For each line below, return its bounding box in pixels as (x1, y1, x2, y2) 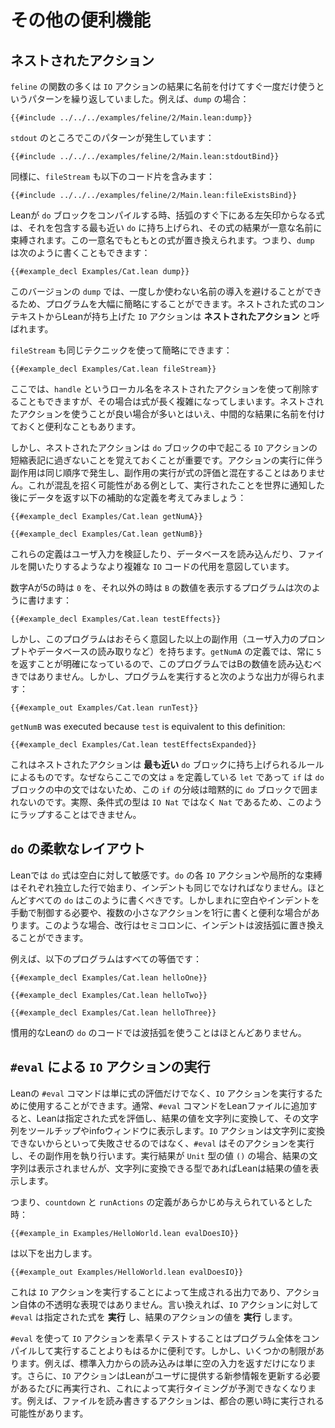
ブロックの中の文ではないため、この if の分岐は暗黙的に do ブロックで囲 (10, 784, 310, 795)
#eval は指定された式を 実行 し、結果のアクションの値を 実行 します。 (10, 1311, 298, 1323)
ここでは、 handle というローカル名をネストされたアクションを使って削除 (10, 383, 311, 395)
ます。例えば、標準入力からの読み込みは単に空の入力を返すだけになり (18, 1357, 308, 1369)
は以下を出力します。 (10, 1247, 98, 1259)
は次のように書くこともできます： (10, 247, 151, 258)
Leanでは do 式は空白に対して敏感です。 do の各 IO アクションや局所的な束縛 (10, 869, 323, 881)
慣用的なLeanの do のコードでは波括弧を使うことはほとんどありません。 (10, 1026, 307, 1038)
